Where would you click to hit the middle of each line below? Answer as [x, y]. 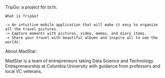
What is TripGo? [22, 16]
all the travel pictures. [32, 29]
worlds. [13, 42]
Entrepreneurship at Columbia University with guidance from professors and [83, 66]
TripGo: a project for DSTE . [31, 7]
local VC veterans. [24, 71]
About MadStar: [21, 51]
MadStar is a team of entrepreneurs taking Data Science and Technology [79, 61]
